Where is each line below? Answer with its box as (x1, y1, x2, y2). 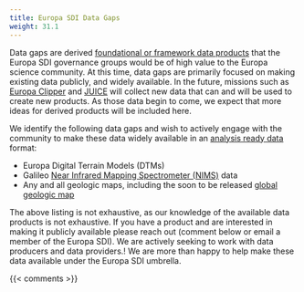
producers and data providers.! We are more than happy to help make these (9, 245, 295, 256)
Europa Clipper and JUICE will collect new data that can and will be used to (9, 86, 292, 97)
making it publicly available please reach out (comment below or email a (9, 225, 281, 237)
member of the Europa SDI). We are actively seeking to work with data (9, 235, 274, 246)
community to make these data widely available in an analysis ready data (9, 132, 284, 143)
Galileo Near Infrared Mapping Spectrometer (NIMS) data (22, 170, 238, 181)
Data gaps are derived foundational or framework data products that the (9, 47, 281, 57)
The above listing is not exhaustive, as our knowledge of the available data (9, 206, 290, 217)
